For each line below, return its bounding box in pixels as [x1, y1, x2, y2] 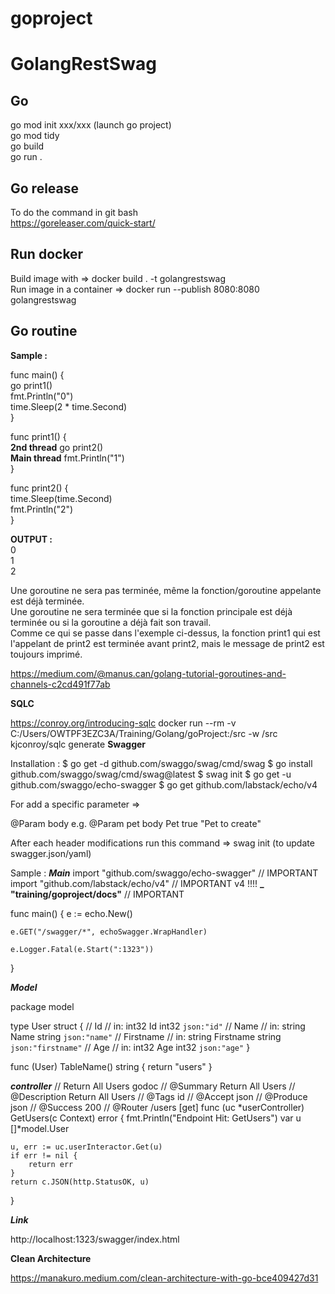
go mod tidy [10, 130, 60, 142]
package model [10, 1000, 75, 1012]
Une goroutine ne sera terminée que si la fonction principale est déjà [10, 605, 293, 617]
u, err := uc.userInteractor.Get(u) [10, 1142, 163, 1152]
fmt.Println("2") [10, 503, 74, 515]
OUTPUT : [10, 533, 53, 545]
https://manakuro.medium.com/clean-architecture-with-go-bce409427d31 [10, 1272, 319, 1284]
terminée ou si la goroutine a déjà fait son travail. [10, 616, 212, 628]
